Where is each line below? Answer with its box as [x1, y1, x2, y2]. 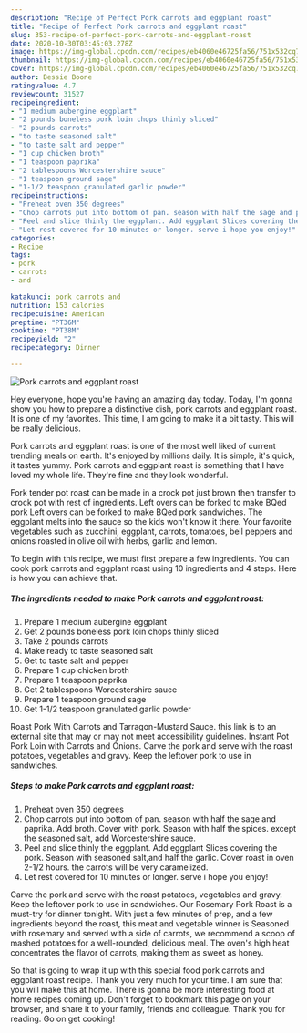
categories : [10, 233, 56, 242]
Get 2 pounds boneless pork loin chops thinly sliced [23, 626, 220, 637]
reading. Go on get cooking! [10, 1013, 116, 1024]
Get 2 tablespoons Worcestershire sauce [23, 684, 178, 695]
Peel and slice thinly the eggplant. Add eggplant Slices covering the [23, 842, 278, 853]
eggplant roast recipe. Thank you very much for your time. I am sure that [10, 974, 283, 985]
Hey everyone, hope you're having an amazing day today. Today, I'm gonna [10, 394, 294, 404]
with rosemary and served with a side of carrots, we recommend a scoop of [10, 927, 295, 938]
